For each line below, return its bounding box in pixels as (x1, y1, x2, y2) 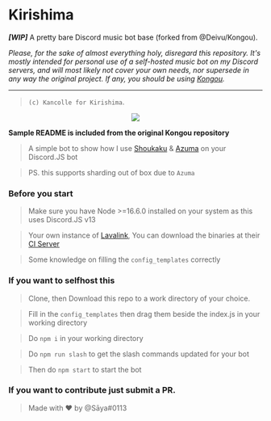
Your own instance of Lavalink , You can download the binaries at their (27, 230, 261, 240)
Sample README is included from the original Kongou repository (8, 128, 230, 137)
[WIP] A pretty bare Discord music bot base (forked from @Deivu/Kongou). (8, 32, 258, 42)
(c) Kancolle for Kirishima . (27, 97, 125, 107)
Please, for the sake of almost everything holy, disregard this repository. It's (8, 48, 261, 57)
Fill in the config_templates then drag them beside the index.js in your (27, 309, 261, 318)
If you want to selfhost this (8, 275, 115, 286)
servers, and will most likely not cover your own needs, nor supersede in (8, 65, 250, 74)
